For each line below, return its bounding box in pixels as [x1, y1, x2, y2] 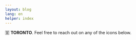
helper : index [5, 16, 34, 21]
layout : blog [5, 7, 32, 12]
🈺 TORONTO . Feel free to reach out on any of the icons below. [5, 30, 132, 36]
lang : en [5, 12, 23, 16]
